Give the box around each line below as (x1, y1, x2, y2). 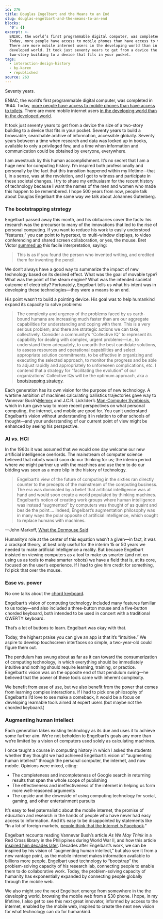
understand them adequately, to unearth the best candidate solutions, (16, 342, 157, 348)
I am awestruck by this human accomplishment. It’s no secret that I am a (5, 157, 149, 163)
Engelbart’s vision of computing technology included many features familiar (5, 600, 156, 606)
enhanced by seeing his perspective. (5, 423, 79, 429)
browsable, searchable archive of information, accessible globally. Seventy (5, 132, 155, 138)
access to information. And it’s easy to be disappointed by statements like (5, 818, 152, 823)
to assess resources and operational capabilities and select (16, 347, 136, 353)
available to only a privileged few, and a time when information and (5, 143, 139, 148)
